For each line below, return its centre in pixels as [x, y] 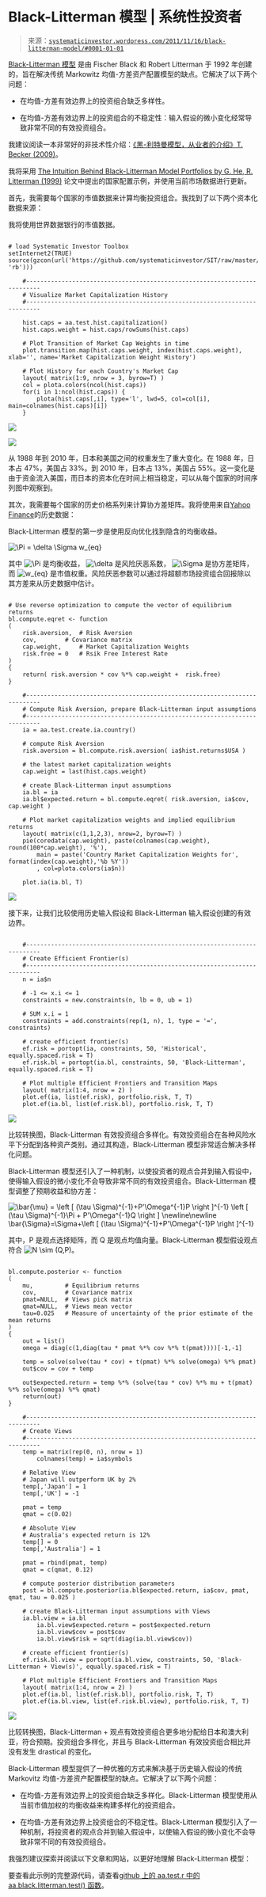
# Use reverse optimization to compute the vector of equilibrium [120, 605]
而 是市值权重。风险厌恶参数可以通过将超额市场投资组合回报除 [126, 573]
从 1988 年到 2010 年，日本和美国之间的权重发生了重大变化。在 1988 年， [128, 458]
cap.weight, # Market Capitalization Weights [106, 647]
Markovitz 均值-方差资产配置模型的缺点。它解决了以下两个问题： [114, 1778]
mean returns [30, 1320]
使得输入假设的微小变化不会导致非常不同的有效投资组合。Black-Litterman [128, 1180]
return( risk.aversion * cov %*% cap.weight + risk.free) [122, 675]
